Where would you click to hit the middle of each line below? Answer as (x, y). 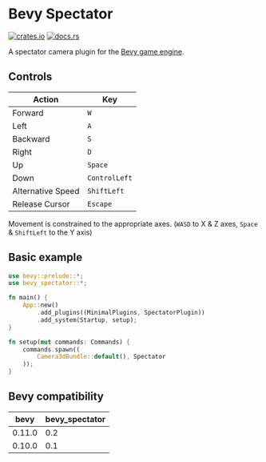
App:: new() (41, 305)
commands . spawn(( (52, 349)
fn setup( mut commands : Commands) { (69, 342)
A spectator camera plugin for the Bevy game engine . (96, 51)
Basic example (45, 257)
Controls (30, 77)
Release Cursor (41, 203)
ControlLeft (110, 178)
